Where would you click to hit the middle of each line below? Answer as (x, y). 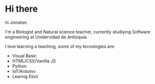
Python (19, 66)
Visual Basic (24, 56)
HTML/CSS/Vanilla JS (34, 61)
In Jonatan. (17, 22)
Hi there (21, 9)
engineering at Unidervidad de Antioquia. (46, 37)
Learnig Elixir (25, 76)
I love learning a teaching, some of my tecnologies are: (60, 46)
